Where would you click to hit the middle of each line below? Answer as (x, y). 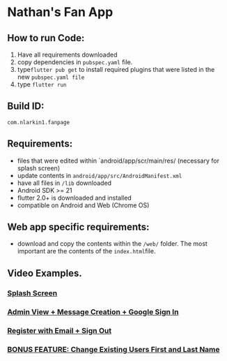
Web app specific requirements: (78, 227)
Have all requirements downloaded (67, 54)
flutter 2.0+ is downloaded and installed (75, 198)
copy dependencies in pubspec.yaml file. (75, 62)
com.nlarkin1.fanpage (39, 122)
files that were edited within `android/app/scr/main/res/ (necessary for (118, 161)
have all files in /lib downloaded (64, 183)
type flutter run (42, 84)
